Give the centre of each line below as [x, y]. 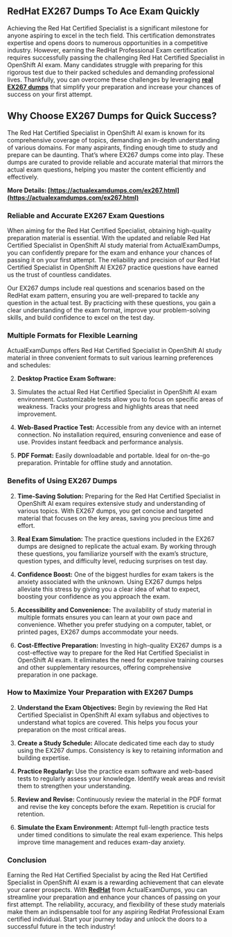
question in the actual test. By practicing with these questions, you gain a [111, 302]
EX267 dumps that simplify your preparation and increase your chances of [114, 87]
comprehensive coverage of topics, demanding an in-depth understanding [114, 140]
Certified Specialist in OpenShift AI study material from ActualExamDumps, [114, 245]
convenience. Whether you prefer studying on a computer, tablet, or [114, 624]
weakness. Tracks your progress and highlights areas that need [108, 407]
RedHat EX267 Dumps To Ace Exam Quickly [104, 11]
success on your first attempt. [50, 94]
